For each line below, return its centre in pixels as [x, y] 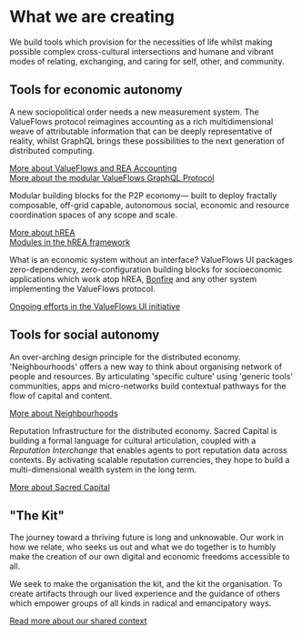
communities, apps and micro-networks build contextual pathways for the [148, 386]
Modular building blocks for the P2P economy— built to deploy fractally [143, 195]
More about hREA [42, 232]
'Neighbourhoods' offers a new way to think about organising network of [146, 367]
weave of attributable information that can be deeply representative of [141, 131]
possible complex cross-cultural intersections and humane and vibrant [142, 51]
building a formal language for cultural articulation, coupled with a [133, 440]
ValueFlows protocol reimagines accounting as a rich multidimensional [141, 121]
